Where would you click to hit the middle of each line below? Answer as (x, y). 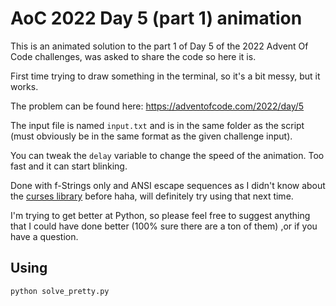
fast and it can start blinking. (69, 166)
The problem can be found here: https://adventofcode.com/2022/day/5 (157, 106)
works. (24, 86)
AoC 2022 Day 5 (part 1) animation (156, 18)
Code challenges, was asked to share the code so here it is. (133, 56)
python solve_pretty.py (60, 291)
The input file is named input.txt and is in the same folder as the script (157, 125)
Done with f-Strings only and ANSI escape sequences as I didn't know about (168, 185)
